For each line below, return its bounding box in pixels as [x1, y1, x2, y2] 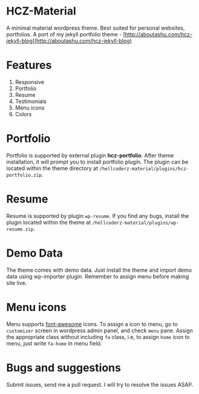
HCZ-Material [6, 4, 77, 18]
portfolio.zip [6, 172, 42, 178]
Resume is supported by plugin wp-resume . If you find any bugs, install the [6, 212, 189, 219]
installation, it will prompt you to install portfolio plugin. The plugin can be [6, 158, 189, 165]
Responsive [15, 78, 44, 85]
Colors [15, 110, 32, 117]
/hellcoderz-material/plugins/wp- [92, 220, 180, 226]
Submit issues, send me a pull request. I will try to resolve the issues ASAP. [6, 381, 194, 388]
